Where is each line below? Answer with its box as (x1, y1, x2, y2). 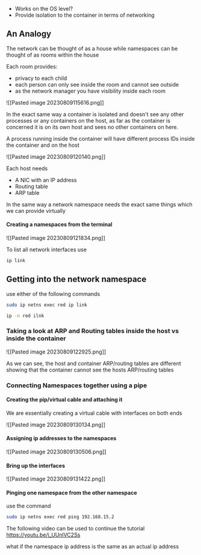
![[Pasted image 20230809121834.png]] (6, 235, 105, 242)
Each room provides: (6, 63, 58, 70)
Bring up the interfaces (6, 462, 65, 469)
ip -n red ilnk (6, 313, 45, 319)
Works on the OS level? (14, 5, 73, 12)
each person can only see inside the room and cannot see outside (14, 81, 179, 88)
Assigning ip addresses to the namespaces (6, 435, 117, 442)
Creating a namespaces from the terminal (6, 221, 113, 228)
